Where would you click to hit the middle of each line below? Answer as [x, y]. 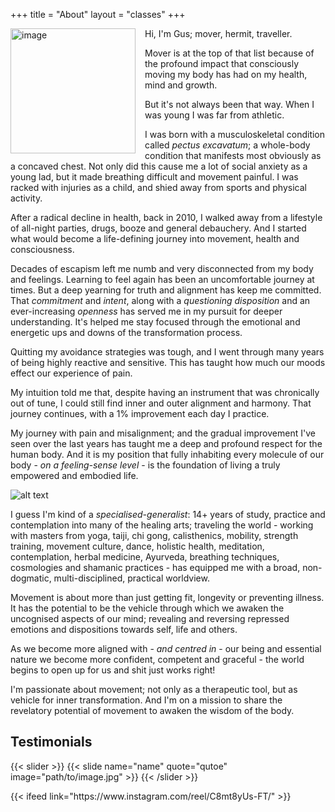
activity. [26, 198]
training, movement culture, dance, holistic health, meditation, [137, 546]
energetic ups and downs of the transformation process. [126, 332]
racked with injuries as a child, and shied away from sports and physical [158, 187]
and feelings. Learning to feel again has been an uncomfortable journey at [162, 279]
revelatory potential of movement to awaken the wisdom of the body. [152, 710]
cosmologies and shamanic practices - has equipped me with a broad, [155, 567]
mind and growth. [181, 85]
